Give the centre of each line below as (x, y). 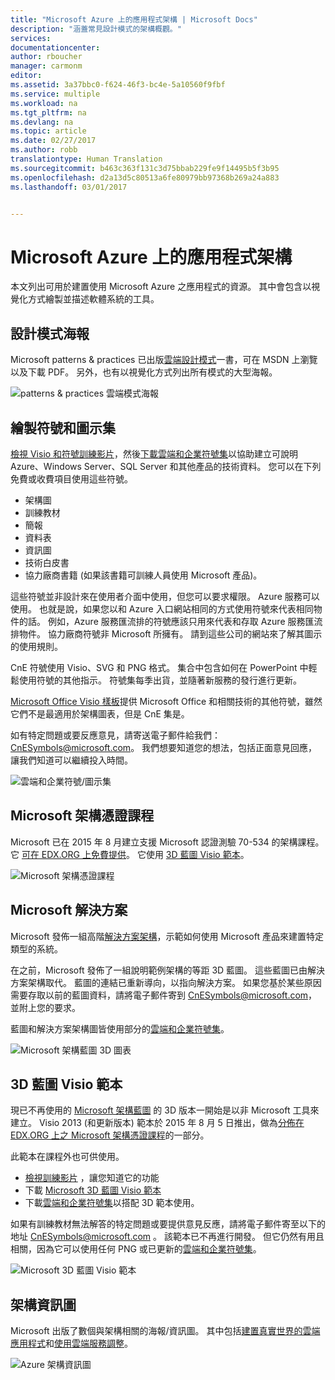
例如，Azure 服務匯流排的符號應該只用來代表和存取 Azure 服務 (176, 621)
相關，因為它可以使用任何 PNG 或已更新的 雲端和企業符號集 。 (136, 1249)
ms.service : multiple (55, 94)
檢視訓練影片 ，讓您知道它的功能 (92, 1178)
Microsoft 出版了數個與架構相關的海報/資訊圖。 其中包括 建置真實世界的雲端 (165, 1331)
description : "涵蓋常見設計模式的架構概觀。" (96, 29)
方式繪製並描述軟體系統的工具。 (93, 299)
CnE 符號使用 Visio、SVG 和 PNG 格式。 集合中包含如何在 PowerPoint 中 (159, 667)
